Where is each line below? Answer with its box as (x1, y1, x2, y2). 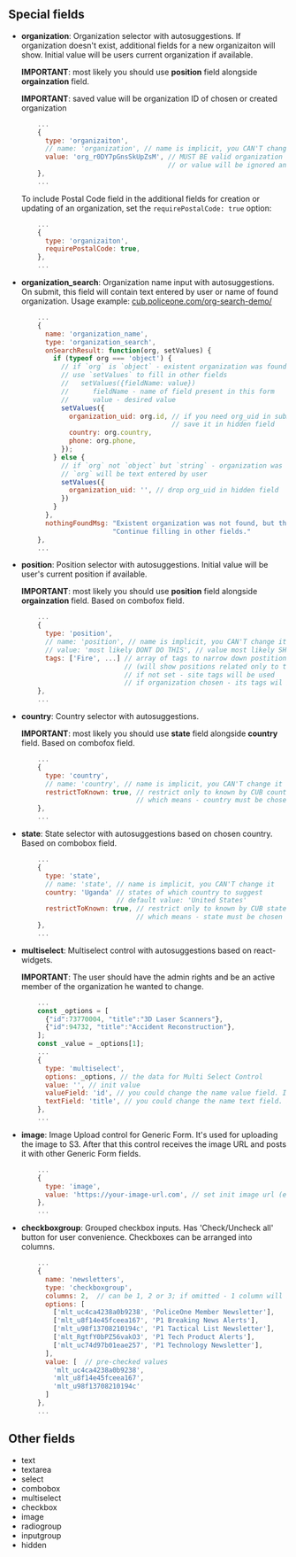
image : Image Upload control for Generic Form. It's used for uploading (20, 1129, 278, 1140)
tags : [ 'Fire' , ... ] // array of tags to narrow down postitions (44, 654, 291, 662)
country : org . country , (68, 429, 153, 438)
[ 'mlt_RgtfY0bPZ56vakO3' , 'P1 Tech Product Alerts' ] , (53, 1333, 255, 1342)
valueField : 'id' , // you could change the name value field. (44, 1088, 279, 1097)
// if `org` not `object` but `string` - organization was (60, 461, 284, 470)
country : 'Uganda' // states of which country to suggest (44, 887, 263, 897)
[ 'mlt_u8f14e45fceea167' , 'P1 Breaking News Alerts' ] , (53, 1316, 260, 1325)
